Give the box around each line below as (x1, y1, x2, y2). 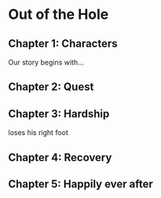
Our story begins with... (8, 57, 84, 67)
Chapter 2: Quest (8, 80, 94, 93)
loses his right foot (8, 128, 68, 137)
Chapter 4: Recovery (8, 151, 112, 164)
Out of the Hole (8, 5, 109, 24)
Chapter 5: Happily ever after (8, 177, 153, 190)
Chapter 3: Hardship (8, 107, 110, 120)
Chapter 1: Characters (8, 37, 118, 50)
